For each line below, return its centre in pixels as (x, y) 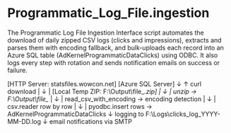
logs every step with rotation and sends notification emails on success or (114, 62)
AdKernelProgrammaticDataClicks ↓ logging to (76, 114)
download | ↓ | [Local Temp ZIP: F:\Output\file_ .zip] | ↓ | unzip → (102, 91)
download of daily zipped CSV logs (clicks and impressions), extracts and (114, 40)
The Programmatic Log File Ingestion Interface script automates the (106, 33)
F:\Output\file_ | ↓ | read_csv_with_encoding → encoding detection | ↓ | (112, 99)
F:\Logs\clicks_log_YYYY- (183, 114)
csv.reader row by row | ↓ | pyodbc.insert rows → (80, 106)
